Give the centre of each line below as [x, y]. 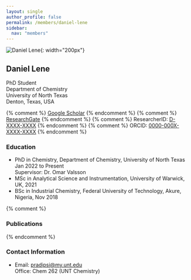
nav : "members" [30, 34]
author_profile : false [34, 17]
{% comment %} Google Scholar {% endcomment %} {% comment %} [92, 113]
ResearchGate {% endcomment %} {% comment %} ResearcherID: [87, 119]
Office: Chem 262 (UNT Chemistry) [57, 271]
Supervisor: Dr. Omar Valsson [50, 172]
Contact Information [36, 252]
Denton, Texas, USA [30, 101]
